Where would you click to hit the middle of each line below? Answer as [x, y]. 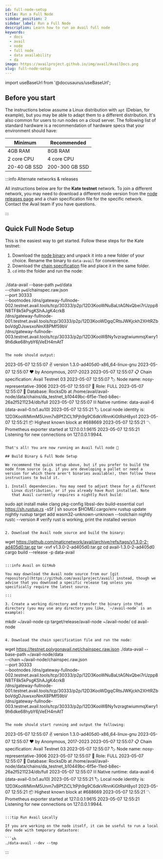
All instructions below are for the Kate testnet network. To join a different [79, 188]
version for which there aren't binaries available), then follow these [81, 473]
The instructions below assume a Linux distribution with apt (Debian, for [77, 110]
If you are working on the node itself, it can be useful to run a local [82, 826]
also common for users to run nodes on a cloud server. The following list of [81, 120]
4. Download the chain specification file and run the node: [69, 640]
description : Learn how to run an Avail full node [58, 28]
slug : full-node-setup [28, 69]
